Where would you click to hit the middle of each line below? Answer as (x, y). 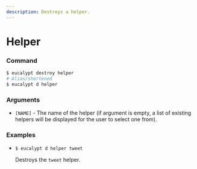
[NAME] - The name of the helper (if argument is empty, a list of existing (103, 113)
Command (22, 60)
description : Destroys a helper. (48, 12)
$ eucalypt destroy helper (40, 73)
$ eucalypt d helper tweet (49, 148)
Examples (21, 135)
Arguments (23, 100)
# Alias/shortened (29, 78)
